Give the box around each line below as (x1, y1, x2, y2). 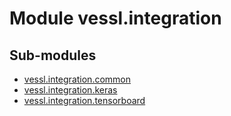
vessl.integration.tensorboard (23, 95, 146, 106)
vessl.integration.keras (23, 84, 118, 96)
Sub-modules (9, 47, 97, 64)
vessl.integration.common (23, 73, 131, 85)
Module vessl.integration (9, 7, 222, 30)
